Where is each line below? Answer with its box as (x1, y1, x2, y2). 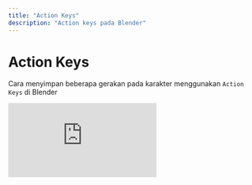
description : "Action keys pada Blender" (8, 19, 147, 27)
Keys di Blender (8, 88, 58, 97)
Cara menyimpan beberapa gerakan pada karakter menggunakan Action (8, 79, 244, 89)
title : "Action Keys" (8, 11, 80, 20)
